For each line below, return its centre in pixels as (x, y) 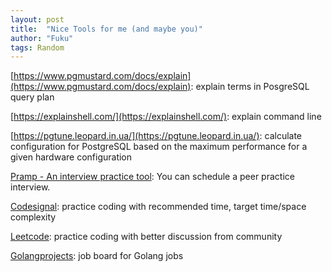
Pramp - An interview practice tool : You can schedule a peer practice (152, 177)
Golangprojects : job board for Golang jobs (97, 256)
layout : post (37, 19)
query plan (32, 97)
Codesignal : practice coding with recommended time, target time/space (158, 207)
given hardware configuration (71, 157)
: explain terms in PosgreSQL (250, 87)
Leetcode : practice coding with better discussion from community (146, 237)
